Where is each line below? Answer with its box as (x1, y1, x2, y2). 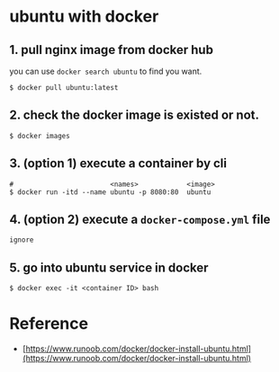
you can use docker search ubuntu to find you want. (9, 66, 202, 76)
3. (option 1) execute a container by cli (9, 155, 228, 172)
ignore (9, 235, 34, 244)
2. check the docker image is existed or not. (9, 108, 259, 123)
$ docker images (9, 131, 70, 140)
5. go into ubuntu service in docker (9, 260, 209, 275)
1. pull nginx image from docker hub (9, 42, 214, 58)
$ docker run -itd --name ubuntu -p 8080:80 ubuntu (9, 187, 211, 197)
